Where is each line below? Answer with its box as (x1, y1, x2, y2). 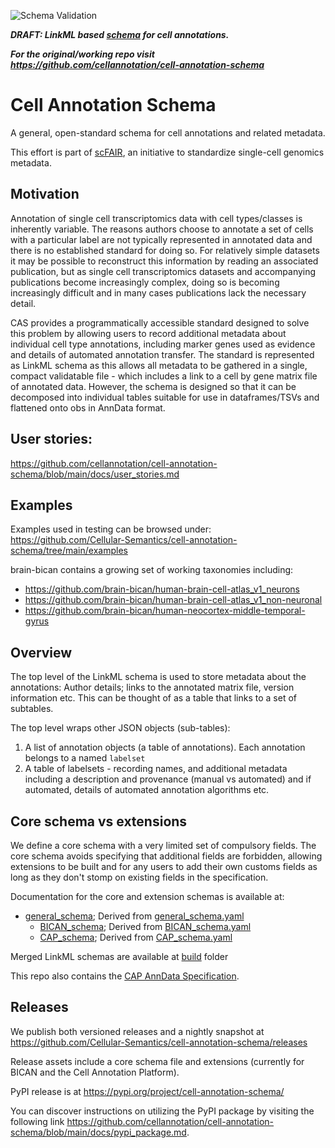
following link (10, 1115, 65, 1127)
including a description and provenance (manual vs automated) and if (24, 773, 312, 785)
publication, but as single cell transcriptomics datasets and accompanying (10, 265, 317, 277)
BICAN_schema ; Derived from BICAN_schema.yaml (39, 921, 252, 932)
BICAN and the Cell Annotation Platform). (10, 1066, 180, 1078)
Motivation (10, 186, 80, 203)
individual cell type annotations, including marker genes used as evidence (10, 338, 316, 350)
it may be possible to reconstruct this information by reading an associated (10, 255, 319, 267)
